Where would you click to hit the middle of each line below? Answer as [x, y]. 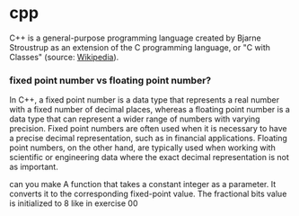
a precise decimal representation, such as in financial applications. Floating [148, 139]
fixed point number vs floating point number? [110, 80]
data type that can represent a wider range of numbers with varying [135, 119]
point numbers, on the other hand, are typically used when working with [142, 148]
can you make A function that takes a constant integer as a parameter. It [143, 184]
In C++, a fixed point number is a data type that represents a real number [145, 100]
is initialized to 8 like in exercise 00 [74, 203]
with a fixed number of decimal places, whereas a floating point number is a [149, 110]
